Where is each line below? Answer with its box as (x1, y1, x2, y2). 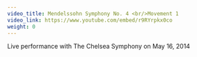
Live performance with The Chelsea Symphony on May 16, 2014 (7, 42, 190, 51)
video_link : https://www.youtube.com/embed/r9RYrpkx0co (7, 17, 173, 24)
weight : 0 (7, 23, 36, 30)
